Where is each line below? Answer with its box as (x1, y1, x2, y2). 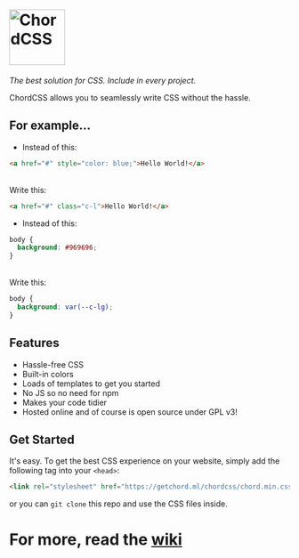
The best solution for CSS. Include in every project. (9, 75, 197, 85)
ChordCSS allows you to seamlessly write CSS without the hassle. (9, 92, 251, 102)
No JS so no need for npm (21, 387, 119, 398)
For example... (9, 118, 92, 133)
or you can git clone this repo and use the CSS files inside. (9, 498, 229, 509)
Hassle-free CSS (21, 359, 85, 369)
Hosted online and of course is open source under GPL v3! (21, 406, 238, 417)
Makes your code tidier (21, 397, 108, 408)
